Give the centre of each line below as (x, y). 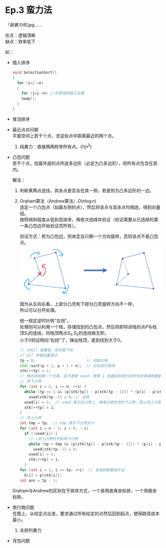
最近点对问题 (25, 130)
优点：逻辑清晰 (20, 35)
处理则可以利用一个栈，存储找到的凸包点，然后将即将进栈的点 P (84, 327)
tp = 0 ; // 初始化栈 (63, 361)
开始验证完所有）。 (60, 226)
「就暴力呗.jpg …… (23, 25)
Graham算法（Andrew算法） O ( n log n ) (58, 201)
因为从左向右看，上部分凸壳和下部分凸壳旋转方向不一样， (78, 304)
